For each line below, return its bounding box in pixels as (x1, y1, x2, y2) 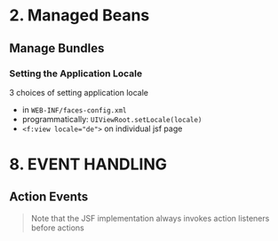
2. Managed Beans (9, 5, 150, 26)
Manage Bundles (9, 41, 105, 56)
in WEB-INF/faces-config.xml (21, 104, 127, 115)
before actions (30, 222, 84, 233)
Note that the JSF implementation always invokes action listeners (30, 213, 270, 223)
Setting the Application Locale (9, 67, 143, 80)
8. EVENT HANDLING (9, 154, 167, 175)
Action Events (9, 190, 89, 205)
